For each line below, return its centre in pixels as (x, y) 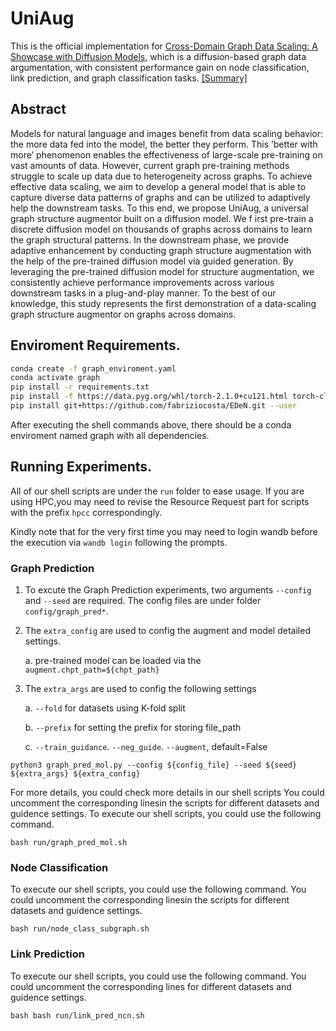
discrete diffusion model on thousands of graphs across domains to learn (161, 229)
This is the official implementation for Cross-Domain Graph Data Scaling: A (164, 46)
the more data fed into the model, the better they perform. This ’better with (164, 144)
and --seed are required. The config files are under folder (143, 601)
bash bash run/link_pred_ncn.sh (77, 1015)
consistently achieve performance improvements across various (142, 282)
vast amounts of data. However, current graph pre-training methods (150, 165)
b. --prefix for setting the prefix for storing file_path (133, 728)
